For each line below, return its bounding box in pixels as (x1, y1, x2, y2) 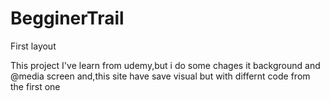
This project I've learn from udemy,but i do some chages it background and (10, 59, 321, 71)
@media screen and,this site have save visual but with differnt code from (10, 70, 311, 82)
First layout (10, 40, 57, 52)
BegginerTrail (10, 7, 125, 30)
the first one (10, 80, 61, 92)
